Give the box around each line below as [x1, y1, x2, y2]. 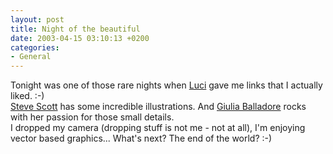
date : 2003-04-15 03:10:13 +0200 [10, 33, 150, 43]
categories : [10, 42, 60, 53]
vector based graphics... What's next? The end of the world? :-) [10, 132, 273, 145]
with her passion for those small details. [10, 111, 175, 123]
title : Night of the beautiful [10, 24, 141, 34]
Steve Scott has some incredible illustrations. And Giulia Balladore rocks [10, 101, 307, 113]
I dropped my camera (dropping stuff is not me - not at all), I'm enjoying [10, 122, 306, 134]
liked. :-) [10, 90, 45, 102]
